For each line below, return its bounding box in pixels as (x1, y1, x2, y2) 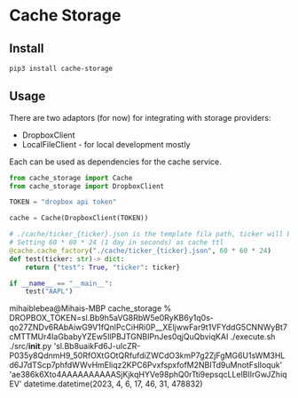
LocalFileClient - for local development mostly (21, 139, 191, 149)
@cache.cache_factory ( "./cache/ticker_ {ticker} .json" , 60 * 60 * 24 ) (9, 246, 272, 255)
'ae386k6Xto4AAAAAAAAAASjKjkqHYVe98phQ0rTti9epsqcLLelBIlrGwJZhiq (9, 370, 287, 380)
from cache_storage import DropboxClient (9, 181, 165, 191)
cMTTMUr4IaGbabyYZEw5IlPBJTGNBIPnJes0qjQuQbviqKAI (9, 331, 229, 342)
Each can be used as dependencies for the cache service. (9, 156, 222, 167)
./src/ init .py (9, 341, 52, 352)
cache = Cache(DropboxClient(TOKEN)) (9, 214, 149, 223)
